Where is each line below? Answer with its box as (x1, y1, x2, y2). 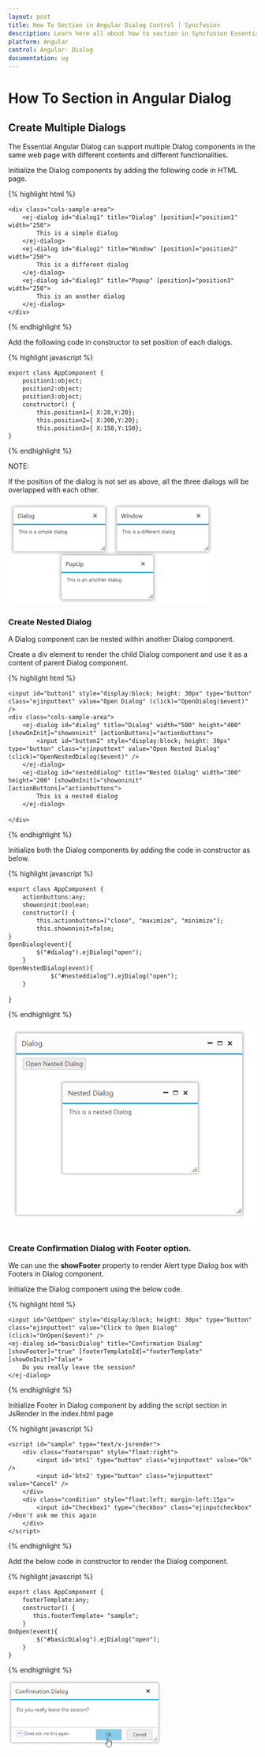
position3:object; (22, 393, 83, 401)
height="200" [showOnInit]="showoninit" (8, 777, 144, 785)
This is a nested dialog (36, 793, 118, 801)
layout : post (8, 13, 51, 21)
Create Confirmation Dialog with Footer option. (8, 1243, 192, 1254)
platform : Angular (8, 38, 69, 46)
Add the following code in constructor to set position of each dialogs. (8, 337, 233, 347)
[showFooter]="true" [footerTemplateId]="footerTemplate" (8, 1348, 203, 1355)
